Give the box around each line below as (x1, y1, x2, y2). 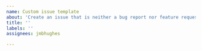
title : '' (6, 20, 31, 26)
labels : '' (6, 25, 34, 31)
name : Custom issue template (6, 8, 79, 15)
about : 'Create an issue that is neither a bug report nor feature (6, 14, 179, 20)
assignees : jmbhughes (6, 31, 61, 37)
